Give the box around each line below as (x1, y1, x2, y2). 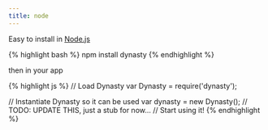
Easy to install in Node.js (8, 34, 91, 44)
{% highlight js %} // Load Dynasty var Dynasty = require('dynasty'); (8, 81, 237, 90)
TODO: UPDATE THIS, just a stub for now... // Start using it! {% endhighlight (8, 105, 261, 115)
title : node (8, 11, 49, 20)
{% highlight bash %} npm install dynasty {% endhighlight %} (8, 49, 215, 59)
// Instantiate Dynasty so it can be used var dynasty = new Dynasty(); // (8, 96, 248, 106)
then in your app (8, 65, 63, 75)
